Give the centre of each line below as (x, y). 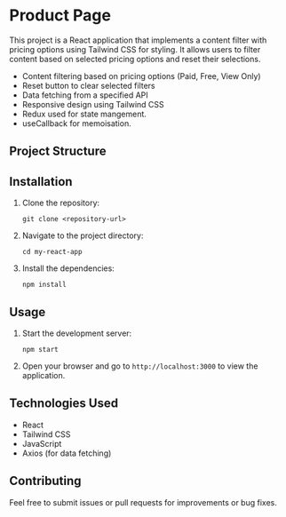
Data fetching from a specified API (85, 95)
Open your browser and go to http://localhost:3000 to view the (140, 366)
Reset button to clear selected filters (88, 85)
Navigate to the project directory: (83, 235)
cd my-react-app (52, 252)
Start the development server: (77, 333)
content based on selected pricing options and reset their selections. (135, 59)
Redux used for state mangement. (84, 114)
